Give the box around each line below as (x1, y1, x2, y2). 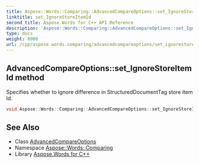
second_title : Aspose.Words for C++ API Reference (6, 19, 134, 25)
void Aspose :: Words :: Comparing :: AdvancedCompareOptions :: (6, 106, 152, 112)
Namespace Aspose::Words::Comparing (14, 144, 113, 151)
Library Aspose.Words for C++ (14, 151, 90, 158)
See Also (6, 122, 40, 132)
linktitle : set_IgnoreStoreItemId (6, 14, 92, 20)
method (15, 73, 44, 83)
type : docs (6, 31, 33, 37)
